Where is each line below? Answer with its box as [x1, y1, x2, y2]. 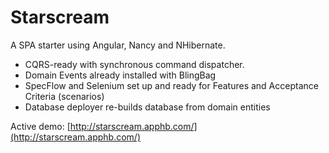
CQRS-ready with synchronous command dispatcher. [24, 58, 245, 70]
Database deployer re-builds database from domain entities [24, 101, 271, 113]
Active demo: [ [10, 120, 71, 132]
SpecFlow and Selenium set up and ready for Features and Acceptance [24, 79, 319, 91]
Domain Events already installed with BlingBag [24, 69, 217, 81]
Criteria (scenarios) [24, 90, 105, 102]
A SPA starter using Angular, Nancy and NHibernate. [10, 39, 226, 51]
